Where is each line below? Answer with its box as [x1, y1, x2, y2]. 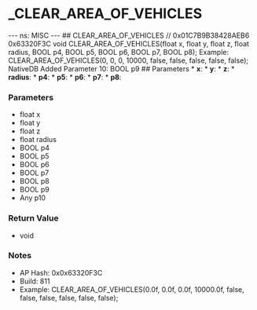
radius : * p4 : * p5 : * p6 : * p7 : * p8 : [8, 72, 122, 82]
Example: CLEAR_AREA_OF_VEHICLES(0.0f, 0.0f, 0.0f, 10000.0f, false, [19, 284, 245, 294]
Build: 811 [19, 276, 50, 286]
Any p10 [19, 193, 46, 202]
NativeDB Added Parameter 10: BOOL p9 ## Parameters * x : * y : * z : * [8, 64, 235, 73]
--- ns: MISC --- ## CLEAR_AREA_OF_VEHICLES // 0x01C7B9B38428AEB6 [8, 31, 250, 40]
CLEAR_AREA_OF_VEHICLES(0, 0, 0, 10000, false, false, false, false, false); [8, 56, 249, 65]
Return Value [8, 213, 59, 224]
